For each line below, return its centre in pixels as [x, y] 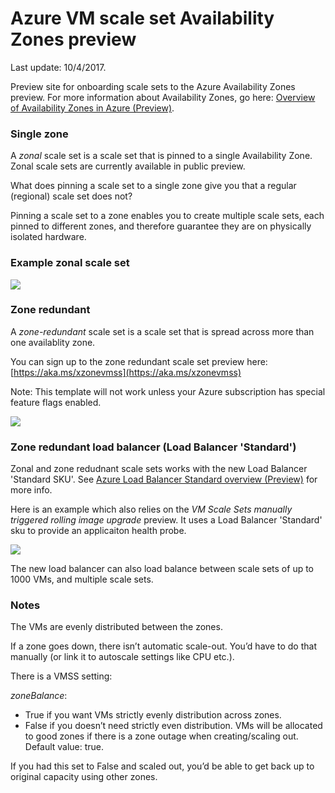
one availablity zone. [53, 342]
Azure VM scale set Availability [142, 18]
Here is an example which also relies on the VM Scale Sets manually [151, 509]
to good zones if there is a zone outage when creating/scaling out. [161, 736]
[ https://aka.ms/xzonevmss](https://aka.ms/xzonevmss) [126, 372]
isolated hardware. [48, 237]
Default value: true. [64, 747]
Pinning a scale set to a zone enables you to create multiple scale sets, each [167, 216]
